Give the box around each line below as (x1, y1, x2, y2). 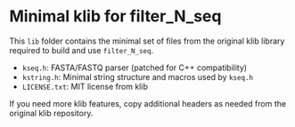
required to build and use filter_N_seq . (9, 44, 154, 55)
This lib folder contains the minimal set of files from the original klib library (9, 36, 285, 46)
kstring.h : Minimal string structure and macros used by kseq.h (21, 71, 254, 82)
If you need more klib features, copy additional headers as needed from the (9, 98, 287, 108)
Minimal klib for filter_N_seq (9, 6, 222, 27)
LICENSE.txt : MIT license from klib (21, 81, 149, 91)
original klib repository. (9, 107, 94, 118)
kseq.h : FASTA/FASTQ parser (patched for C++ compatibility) (21, 62, 248, 73)
